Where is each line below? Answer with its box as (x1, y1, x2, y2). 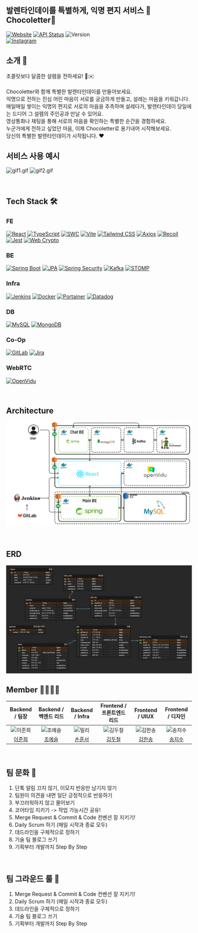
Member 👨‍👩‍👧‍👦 (6, 685, 60, 695)
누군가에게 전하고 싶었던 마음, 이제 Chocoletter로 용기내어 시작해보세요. (6, 124, 171, 132)
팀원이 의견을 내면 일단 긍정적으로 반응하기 (14, 792, 113, 799)
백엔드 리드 (38, 713, 64, 720)
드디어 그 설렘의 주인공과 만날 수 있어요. (12, 110, 104, 117)
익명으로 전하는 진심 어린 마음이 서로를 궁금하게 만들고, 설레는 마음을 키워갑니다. (6, 95, 190, 102)
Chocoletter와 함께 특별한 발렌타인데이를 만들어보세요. (6, 88, 133, 95)
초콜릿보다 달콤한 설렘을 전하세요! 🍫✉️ (6, 73, 94, 80)
